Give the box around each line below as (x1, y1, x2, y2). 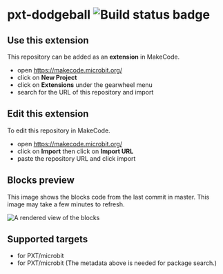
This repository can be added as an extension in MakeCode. (7, 52, 180, 61)
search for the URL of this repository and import (17, 88, 154, 96)
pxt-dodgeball (7, 7, 91, 23)
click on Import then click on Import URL (17, 147, 134, 155)
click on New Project (17, 73, 77, 81)
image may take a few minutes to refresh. (7, 200, 125, 208)
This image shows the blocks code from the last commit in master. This (7, 193, 210, 201)
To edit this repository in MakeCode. (7, 126, 110, 135)
